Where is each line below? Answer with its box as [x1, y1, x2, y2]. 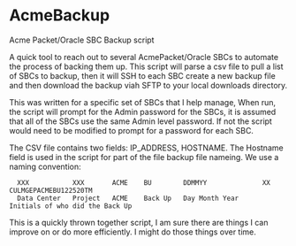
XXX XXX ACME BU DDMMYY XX [17, 178, 271, 187]
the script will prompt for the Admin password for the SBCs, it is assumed [9, 106, 277, 117]
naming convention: [9, 161, 81, 172]
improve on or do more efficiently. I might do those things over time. [9, 227, 256, 237]
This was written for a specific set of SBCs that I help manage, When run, [9, 96, 277, 107]
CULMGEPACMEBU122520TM [9, 186, 93, 195]
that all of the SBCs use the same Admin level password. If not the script [9, 116, 272, 127]
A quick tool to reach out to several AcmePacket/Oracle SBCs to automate [9, 51, 279, 62]
